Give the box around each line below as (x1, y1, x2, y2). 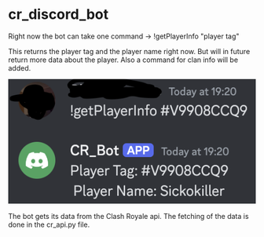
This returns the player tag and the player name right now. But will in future (8, 46, 251, 56)
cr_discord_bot (8, 5, 108, 24)
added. (8, 63, 31, 72)
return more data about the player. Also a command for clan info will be (8, 55, 238, 64)
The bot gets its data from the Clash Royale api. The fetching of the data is (8, 211, 249, 221)
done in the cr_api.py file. (8, 220, 90, 229)
